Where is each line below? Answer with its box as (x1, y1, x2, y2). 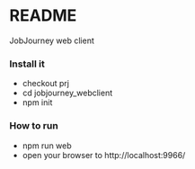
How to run (9, 120, 58, 132)
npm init (22, 97, 53, 108)
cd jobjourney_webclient (22, 87, 113, 99)
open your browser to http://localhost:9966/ (22, 149, 186, 160)
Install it (9, 58, 45, 70)
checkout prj (22, 78, 70, 89)
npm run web (22, 140, 72, 151)
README (9, 5, 77, 26)
